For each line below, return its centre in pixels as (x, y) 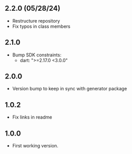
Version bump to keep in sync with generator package (70, 89)
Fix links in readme (32, 117)
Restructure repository (36, 21)
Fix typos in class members (41, 26)
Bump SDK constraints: (37, 55)
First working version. (35, 146)
